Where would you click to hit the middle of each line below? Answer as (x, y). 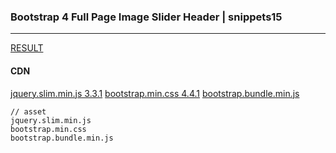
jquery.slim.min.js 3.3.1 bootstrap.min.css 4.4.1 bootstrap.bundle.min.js (155, 93)
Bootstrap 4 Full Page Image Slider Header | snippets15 (146, 17)
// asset (28, 111)
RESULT (27, 48)
